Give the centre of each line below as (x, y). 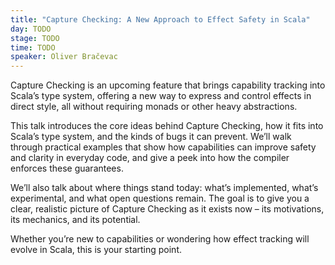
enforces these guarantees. (67, 168)
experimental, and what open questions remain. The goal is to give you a (160, 198)
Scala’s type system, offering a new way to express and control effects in (161, 96)
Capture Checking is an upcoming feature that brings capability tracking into (168, 85)
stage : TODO (35, 38)
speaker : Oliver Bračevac (64, 57)
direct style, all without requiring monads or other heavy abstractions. (154, 107)
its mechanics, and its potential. (75, 220)
